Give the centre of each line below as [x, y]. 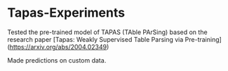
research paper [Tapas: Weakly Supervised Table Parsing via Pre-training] [115, 39]
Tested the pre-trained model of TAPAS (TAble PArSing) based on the [108, 32]
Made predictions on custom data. [57, 60]
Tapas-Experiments [66, 13]
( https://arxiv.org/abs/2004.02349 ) [58, 47]
